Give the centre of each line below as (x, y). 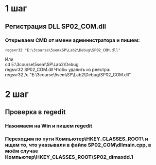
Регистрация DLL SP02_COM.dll (56, 26)
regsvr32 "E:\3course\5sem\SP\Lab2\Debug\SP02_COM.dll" (63, 50)
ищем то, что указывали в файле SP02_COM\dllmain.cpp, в (78, 145)
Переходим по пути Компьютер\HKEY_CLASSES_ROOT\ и (77, 139)
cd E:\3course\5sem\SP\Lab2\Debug (42, 64)
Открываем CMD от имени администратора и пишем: (72, 40)
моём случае (22, 151)
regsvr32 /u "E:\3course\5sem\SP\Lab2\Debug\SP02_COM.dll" (68, 74)
